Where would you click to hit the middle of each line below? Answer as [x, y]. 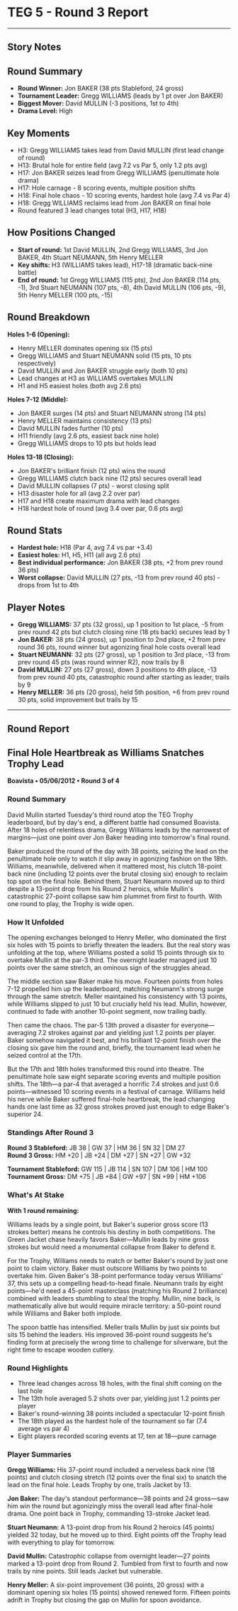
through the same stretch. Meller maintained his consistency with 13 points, [118, 996]
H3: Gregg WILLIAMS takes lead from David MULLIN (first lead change [121, 150]
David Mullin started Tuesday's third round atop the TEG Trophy [100, 815]
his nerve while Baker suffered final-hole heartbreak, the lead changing [111, 1099]
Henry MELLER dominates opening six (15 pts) [85, 348]
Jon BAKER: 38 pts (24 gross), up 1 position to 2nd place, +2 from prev [121, 640]
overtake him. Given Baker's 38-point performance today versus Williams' [115, 1275]
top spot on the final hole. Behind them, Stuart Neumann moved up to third [116, 881]
